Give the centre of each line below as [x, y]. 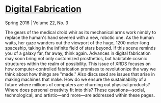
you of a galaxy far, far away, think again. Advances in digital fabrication [78, 53]
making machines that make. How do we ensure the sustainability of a [76, 79]
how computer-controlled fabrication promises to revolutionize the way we [80, 69]
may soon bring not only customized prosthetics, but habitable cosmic [76, 58]
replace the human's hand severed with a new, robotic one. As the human [80, 37]
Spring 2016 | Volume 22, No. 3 [37, 23]
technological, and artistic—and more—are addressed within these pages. [80, 95]
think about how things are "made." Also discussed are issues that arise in [80, 74]
